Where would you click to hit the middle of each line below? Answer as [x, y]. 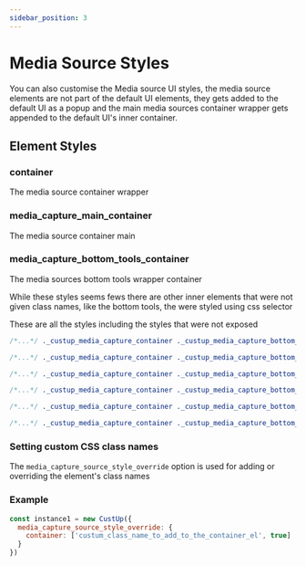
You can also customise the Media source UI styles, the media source [140, 89]
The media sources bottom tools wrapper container [106, 278]
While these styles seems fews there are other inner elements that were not [151, 297]
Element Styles [53, 146]
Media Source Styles [90, 63]
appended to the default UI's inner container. [93, 117]
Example [29, 500]
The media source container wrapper [79, 192]
